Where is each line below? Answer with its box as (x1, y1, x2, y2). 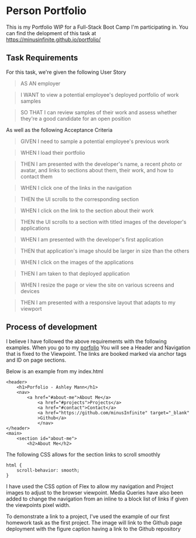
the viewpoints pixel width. (6, 501, 71, 508)
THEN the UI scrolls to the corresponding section (20, 195, 139, 203)
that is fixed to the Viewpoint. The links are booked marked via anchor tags (6, 350, 187, 357)
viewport (20, 305, 42, 312)
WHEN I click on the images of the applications (20, 258, 134, 265)
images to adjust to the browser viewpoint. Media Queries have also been (6, 489, 183, 496)
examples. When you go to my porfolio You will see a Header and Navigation (6, 344, 191, 351)
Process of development (6, 322, 98, 332)
